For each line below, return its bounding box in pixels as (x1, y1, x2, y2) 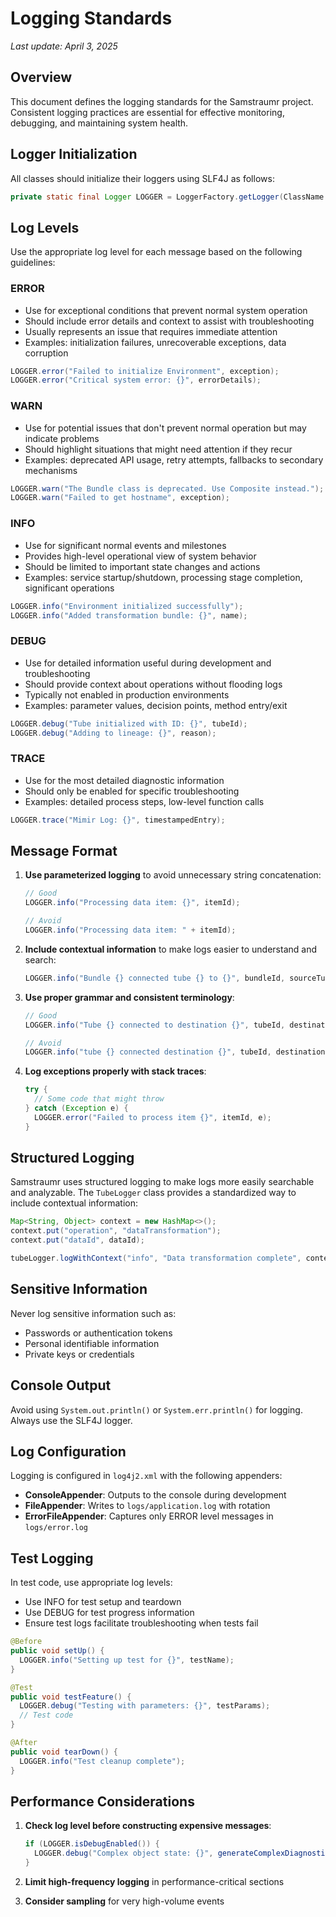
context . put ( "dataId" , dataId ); (10, 1235, 145, 1246)
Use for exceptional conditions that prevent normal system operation (24, 304, 308, 316)
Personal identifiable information (24, 1337, 160, 1349)
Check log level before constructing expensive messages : (24, 1820, 272, 1832)
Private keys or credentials (24, 1348, 135, 1360)
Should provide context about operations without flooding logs (24, 678, 283, 690)
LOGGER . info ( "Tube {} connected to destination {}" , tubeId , (24, 1020, 286, 1030)
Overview (10, 69, 73, 86)
